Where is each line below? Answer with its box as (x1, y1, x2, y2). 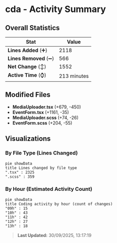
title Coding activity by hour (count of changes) (5, 201, 113, 206)
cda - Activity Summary (5, 4, 106, 15)
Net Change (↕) (7, 63, 46, 70)
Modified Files (5, 90, 51, 99)
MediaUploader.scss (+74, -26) (12, 114, 79, 120)
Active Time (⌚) (7, 72, 46, 78)
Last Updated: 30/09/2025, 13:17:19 (17, 232, 91, 238)
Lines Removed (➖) (7, 55, 54, 62)
